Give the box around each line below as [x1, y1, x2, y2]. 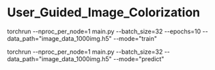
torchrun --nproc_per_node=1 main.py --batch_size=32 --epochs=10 [7, 27, 201, 35]
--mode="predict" [113, 54, 164, 63]
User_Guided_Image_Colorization [7, 5, 201, 20]
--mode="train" [113, 34, 157, 42]
